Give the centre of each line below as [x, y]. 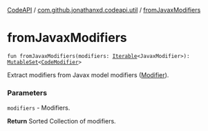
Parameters [27, 92]
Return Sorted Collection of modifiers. [62, 121]
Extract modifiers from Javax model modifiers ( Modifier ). [88, 74]
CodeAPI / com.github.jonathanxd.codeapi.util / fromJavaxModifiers [104, 10]
